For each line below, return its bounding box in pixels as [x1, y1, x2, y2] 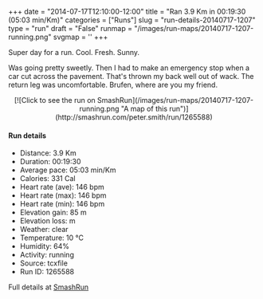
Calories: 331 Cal [19, 174, 76, 183]
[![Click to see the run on [14, 96, 96, 104]
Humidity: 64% [19, 242, 70, 251]
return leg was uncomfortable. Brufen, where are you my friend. [8, 80, 218, 89]
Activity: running [19, 250, 74, 260]
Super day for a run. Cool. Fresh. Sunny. [8, 48, 140, 57]
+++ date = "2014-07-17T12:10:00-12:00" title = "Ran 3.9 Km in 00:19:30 [8, 7, 246, 16]
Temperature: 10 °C [19, 233, 84, 242]
